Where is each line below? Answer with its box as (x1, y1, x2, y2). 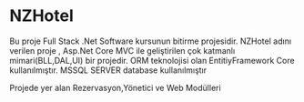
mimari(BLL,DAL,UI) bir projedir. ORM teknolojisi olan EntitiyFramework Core (9, 55, 295, 66)
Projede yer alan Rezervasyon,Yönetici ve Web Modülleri (9, 82, 221, 93)
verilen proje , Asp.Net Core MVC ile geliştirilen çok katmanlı (9, 45, 236, 56)
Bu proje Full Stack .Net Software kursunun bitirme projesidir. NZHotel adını (9, 36, 292, 46)
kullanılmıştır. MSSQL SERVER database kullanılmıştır (9, 65, 208, 76)
